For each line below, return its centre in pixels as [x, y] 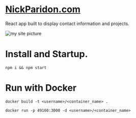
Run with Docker [41, 88]
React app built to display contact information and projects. [67, 23]
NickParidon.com [43, 9]
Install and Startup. [47, 54]
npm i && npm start [26, 67]
